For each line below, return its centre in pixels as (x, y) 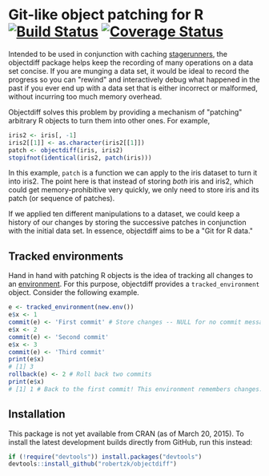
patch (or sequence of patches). (62, 199)
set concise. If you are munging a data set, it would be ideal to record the (129, 71)
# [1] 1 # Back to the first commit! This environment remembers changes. (136, 389)
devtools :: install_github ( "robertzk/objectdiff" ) (93, 464)
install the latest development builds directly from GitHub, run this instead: (130, 442)
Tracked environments (66, 256)
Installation (37, 414)
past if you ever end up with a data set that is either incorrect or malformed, (133, 88)
